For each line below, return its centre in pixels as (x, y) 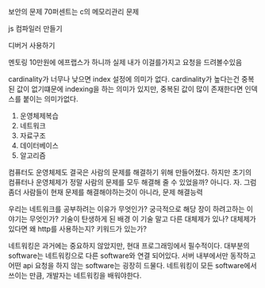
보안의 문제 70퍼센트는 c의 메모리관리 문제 (74, 12)
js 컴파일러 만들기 (35, 29)
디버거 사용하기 (32, 45)
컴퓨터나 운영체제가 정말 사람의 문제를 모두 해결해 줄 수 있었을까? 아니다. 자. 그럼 (132, 182)
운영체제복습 (39, 116)
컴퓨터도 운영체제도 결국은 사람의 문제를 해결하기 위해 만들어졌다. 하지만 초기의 (130, 172)
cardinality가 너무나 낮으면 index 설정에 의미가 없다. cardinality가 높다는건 (124, 79)
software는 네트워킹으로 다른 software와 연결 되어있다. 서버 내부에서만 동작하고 (132, 255)
